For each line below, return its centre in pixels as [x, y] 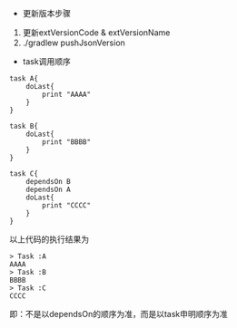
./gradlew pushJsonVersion [74, 43]
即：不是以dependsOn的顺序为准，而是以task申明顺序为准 [119, 314]
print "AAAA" [67, 94]
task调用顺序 [46, 61]
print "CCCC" [67, 206]
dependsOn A [48, 189]
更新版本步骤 [46, 13]
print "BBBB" [67, 142]
